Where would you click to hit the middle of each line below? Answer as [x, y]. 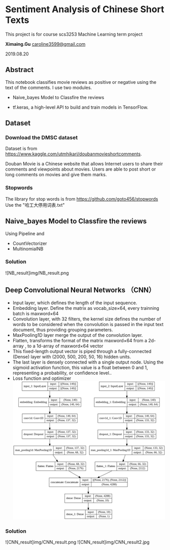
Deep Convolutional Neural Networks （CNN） [80, 290]
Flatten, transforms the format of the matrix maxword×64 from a [80, 340]
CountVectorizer [30, 243]
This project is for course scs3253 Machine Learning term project [74, 34]
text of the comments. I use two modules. [49, 87]
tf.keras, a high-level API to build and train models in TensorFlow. [80, 107]
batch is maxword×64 [36, 313]
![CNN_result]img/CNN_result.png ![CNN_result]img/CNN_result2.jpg [77, 542]
